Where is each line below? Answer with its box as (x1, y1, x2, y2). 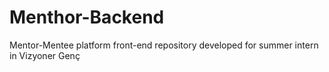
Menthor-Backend (9, 6, 165, 29)
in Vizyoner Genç (9, 49, 81, 61)
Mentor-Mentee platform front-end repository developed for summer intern (9, 39, 319, 51)
